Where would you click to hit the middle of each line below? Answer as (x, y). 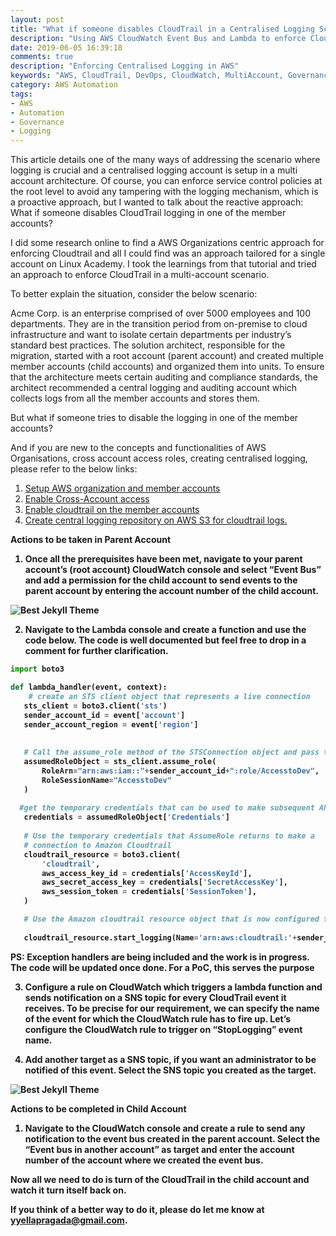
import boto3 (37, 669)
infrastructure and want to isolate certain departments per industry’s (151, 335)
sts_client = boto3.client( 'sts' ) (95, 706)
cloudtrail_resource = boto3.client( (102, 854)
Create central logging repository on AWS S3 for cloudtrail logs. (156, 520)
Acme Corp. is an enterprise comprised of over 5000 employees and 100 (161, 313)
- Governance (37, 122)
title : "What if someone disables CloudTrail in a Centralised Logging (162, 29)
